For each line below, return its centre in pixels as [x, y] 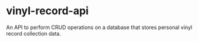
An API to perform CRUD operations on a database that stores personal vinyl [99, 27]
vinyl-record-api [47, 11]
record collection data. [34, 33]
